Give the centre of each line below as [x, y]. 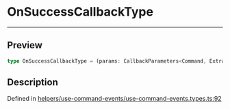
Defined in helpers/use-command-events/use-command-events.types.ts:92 [114, 99]
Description [33, 82]
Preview [25, 45]
